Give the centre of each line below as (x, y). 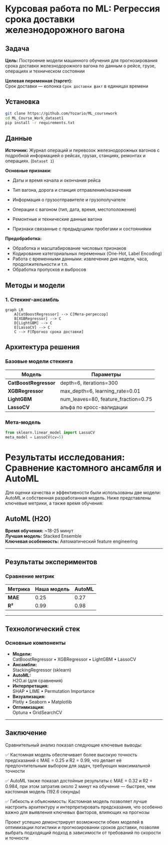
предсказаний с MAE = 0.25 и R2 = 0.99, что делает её (63, 760)
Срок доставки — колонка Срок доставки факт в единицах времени (77, 86)
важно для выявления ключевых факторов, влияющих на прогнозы (77, 812)
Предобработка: (23, 239)
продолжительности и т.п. (40, 264)
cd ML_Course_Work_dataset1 (34, 118)
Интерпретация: (30, 686)
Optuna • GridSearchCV (37, 712)
